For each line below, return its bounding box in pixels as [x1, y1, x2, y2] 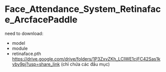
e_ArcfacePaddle [5, 14, 78, 25]
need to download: [5, 30, 44, 36]
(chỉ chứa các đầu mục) [61, 61, 110, 67]
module [12, 45, 28, 51]
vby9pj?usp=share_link [12, 61, 60, 67]
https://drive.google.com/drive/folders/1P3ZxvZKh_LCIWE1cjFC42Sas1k [12, 56, 161, 62]
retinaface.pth [12, 51, 41, 57]
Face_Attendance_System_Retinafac [5, 3, 161, 15]
